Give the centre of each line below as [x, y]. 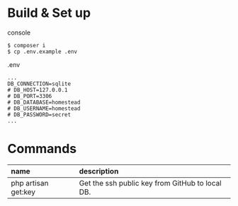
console [19, 32]
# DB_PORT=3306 [30, 96]
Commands [42, 149]
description [99, 171]
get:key [23, 192]
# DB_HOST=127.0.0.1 [38, 90]
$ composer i [27, 45]
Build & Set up [49, 13]
